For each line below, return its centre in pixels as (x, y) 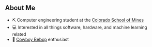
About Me (20, 8)
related (19, 34)
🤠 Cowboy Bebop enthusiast (40, 39)
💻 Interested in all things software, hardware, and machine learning (80, 27)
